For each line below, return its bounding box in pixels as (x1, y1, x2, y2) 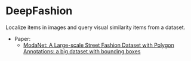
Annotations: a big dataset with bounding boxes (23, 47, 141, 54)
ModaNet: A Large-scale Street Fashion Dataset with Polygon (23, 41, 174, 49)
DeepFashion (5, 4, 73, 18)
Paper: (14, 35, 31, 42)
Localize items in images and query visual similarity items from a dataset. (5, 24, 186, 31)
